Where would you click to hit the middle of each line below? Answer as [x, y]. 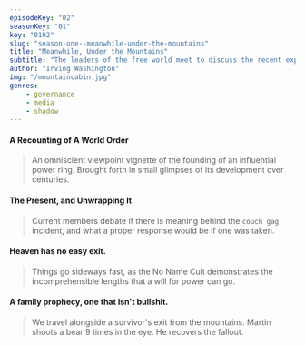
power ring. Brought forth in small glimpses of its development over [157, 170]
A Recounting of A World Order [69, 140]
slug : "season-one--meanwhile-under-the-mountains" [109, 43]
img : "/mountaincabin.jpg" [60, 77]
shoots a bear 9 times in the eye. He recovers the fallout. [138, 332]
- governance [50, 94]
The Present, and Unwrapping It [71, 200]
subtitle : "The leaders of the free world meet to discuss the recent [146, 60]
